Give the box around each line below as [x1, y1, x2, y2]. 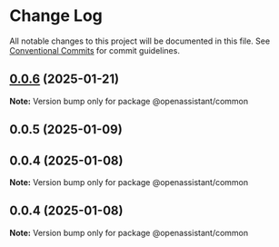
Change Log [9, 5, 103, 26]
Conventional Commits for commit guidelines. [9, 44, 180, 55]
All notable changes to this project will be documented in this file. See [9, 35, 271, 46]
